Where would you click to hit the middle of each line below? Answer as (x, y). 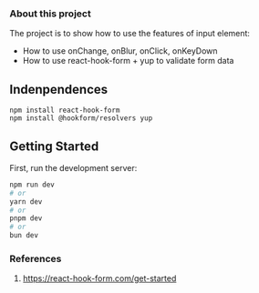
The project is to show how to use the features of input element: (130, 34)
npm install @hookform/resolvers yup (81, 118)
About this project (50, 14)
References (36, 258)
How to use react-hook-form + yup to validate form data (128, 61)
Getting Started (54, 146)
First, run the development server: (73, 167)
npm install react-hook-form (65, 111)
